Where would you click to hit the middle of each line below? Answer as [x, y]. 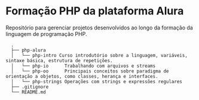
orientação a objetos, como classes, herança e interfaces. [82, 76]
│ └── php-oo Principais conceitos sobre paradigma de [90, 71]
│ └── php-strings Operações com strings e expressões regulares [97, 81]
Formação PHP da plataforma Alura [95, 11]
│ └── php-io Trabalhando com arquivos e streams [83, 66]
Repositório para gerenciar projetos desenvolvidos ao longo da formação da [99, 28]
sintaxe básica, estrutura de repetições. [59, 60]
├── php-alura [28, 50]
